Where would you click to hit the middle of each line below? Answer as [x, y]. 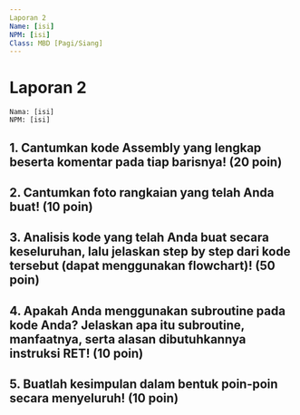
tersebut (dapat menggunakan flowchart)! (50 [142, 266]
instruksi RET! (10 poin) [76, 353]
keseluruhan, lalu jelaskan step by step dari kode [150, 251]
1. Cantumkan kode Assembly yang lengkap [135, 147]
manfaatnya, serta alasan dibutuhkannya [128, 339]
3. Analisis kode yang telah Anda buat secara [139, 238]
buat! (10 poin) [51, 206]
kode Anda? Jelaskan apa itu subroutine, [127, 325]
